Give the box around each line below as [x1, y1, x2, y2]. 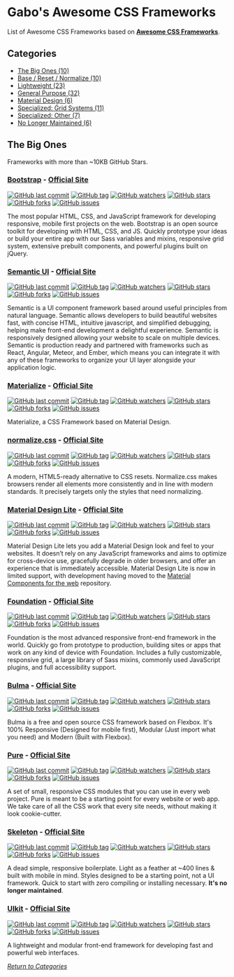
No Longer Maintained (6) [17, 119, 92, 127]
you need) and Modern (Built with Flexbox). [7, 732, 132, 741]
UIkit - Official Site [7, 904, 71, 914]
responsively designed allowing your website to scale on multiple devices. [7, 334, 221, 342]
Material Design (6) [17, 96, 73, 105]
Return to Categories [7, 962, 68, 970]
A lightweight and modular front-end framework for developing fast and [7, 941, 214, 949]
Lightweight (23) [17, 81, 66, 90]
